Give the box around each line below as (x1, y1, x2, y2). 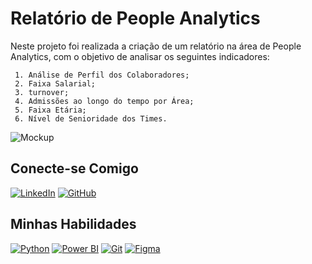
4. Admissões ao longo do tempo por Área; (14, 96, 195, 106)
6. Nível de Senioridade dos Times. (14, 113, 168, 124)
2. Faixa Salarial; (14, 78, 97, 89)
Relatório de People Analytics (10, 7, 261, 30)
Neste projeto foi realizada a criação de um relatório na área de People (10, 40, 302, 52)
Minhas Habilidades (10, 216, 137, 233)
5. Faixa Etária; (14, 105, 87, 115)
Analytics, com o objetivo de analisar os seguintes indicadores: (10, 50, 270, 62)
